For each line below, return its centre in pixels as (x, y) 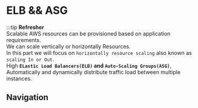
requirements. (24, 40)
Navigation (27, 97)
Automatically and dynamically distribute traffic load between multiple (93, 72)
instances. (19, 78)
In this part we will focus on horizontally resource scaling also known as (99, 52)
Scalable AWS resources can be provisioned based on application (88, 33)
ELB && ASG (37, 11)
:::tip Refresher (25, 27)
